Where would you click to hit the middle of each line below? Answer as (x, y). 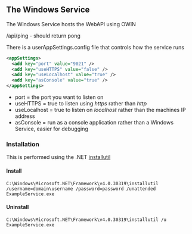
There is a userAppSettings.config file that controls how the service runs (95, 47)
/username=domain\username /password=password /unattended (81, 189)
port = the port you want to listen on (59, 97)
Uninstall (18, 207)
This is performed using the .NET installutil (58, 157)
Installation (23, 144)
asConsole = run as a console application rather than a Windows (94, 123)
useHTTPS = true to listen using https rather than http (81, 104)
